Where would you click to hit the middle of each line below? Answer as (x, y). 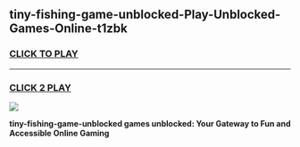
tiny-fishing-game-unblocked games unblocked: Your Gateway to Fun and (150, 123)
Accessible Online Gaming (59, 133)
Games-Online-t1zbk (68, 29)
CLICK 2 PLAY (40, 87)
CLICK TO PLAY (44, 54)
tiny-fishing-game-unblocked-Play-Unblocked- (145, 15)
